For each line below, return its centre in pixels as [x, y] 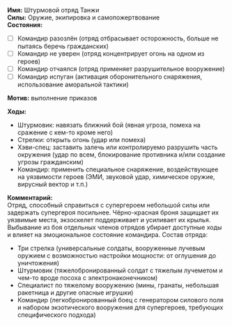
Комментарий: [30, 198]
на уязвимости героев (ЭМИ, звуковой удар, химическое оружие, [116, 177]
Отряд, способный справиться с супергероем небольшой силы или [109, 205]
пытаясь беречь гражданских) [63, 46]
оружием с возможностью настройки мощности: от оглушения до [117, 256]
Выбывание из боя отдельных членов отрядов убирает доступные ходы [115, 227]
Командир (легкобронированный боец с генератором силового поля [121, 300]
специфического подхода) [56, 315]
